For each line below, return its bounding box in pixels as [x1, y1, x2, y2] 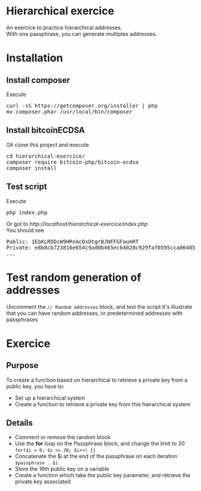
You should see [6, 226, 44, 234]
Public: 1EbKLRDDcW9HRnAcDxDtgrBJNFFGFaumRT [6, 238, 139, 245]
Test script [6, 182, 47, 192]
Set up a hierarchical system [14, 394, 86, 401]
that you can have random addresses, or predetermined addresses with [6, 309, 183, 317]
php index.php [6, 209, 48, 216]
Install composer [6, 75, 71, 85]
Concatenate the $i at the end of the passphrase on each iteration [14, 453, 178, 460]
